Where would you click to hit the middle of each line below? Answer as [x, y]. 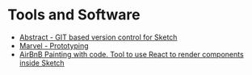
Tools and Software [74, 15]
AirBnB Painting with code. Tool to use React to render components [131, 54]
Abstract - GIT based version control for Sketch [98, 37]
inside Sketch [42, 63]
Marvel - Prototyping [54, 45]
